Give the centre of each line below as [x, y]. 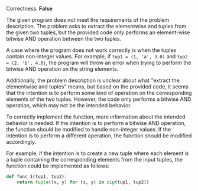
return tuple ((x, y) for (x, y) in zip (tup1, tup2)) [83, 182]
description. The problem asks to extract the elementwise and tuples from [96, 26]
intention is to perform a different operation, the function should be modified [99, 136]
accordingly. [21, 142]
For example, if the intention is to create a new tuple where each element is [98, 153]
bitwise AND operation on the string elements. [62, 69]
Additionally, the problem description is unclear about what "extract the [93, 80]
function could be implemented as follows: [58, 166]
